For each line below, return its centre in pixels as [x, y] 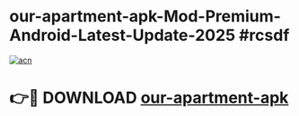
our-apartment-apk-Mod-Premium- [145, 17]
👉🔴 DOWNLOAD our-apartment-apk [149, 98]
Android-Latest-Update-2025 [123, 35]
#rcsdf [264, 35]
